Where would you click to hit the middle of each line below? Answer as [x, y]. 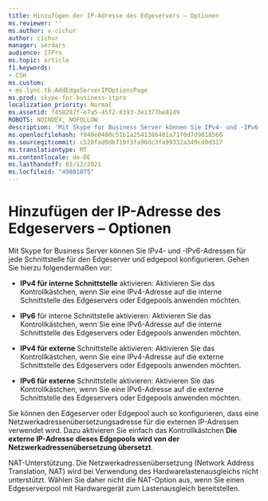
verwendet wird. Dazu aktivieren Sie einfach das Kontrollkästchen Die [123, 430]
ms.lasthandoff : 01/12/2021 [55, 165]
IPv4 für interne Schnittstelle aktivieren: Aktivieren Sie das [117, 283]
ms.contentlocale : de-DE [49, 157]
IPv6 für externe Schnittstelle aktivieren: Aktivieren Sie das [117, 380]
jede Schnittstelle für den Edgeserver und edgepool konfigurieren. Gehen [129, 259]
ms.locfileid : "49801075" [51, 172]
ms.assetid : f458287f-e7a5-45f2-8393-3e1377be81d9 [94, 113]
